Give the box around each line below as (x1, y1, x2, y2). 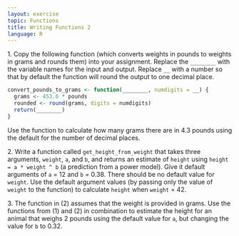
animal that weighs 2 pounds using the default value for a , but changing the (7, 214, 230, 222)
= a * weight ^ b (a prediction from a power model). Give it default (7, 162, 205, 171)
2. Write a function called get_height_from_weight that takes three (7, 147, 201, 155)
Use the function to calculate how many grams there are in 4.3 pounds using (7, 125, 233, 134)
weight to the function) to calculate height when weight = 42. (7, 185, 187, 193)
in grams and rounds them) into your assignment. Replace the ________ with (7, 58, 230, 66)
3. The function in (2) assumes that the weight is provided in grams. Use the (7, 199, 231, 207)
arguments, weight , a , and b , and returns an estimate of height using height (7, 155, 229, 163)
